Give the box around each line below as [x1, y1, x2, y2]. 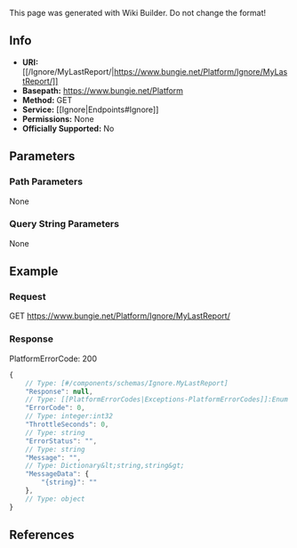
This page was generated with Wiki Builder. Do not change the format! [9, 8, 267, 18]
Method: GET [21, 94, 73, 105]
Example [9, 264, 59, 279]
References [9, 528, 75, 543]
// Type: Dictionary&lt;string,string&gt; [25, 462, 185, 471]
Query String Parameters [9, 218, 120, 230]
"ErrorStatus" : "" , [25, 436, 98, 446]
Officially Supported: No [21, 123, 115, 133]
